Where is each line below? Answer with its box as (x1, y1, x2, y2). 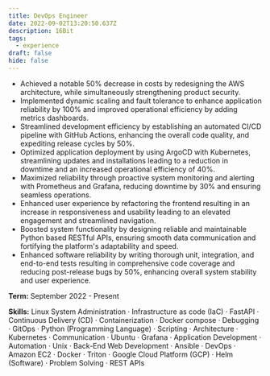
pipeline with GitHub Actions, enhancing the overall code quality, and (19, 130, 250, 139)
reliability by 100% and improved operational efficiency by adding (19, 104, 238, 114)
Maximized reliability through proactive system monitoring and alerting (19, 172, 255, 182)
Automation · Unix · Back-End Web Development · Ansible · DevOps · (8, 341, 236, 350)
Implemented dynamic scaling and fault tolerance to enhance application (19, 96, 262, 105)
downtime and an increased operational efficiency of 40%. (19, 164, 216, 174)
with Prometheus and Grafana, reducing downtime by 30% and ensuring (19, 181, 261, 191)
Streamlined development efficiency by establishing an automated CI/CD (19, 122, 262, 131)
